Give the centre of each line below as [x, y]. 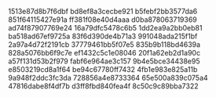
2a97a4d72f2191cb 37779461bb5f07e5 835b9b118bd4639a [104, 45]
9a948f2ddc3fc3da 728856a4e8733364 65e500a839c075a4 [108, 78]
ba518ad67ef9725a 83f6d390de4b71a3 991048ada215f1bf [103, 36]
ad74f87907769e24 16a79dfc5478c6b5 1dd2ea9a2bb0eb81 [105, 28]
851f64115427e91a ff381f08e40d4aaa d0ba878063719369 [103, 20]
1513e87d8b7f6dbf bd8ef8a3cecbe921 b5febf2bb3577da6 [103, 11]
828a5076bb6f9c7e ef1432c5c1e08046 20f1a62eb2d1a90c [104, 53]
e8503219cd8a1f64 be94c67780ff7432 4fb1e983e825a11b [103, 69]
